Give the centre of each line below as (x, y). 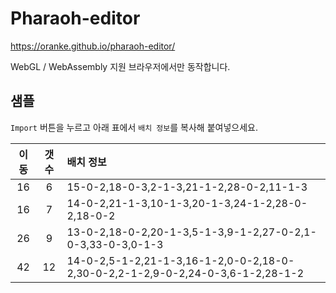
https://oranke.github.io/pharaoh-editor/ (93, 46)
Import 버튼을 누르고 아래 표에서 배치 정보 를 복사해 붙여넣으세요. (134, 127)
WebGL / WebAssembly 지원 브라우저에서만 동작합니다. (120, 66)
